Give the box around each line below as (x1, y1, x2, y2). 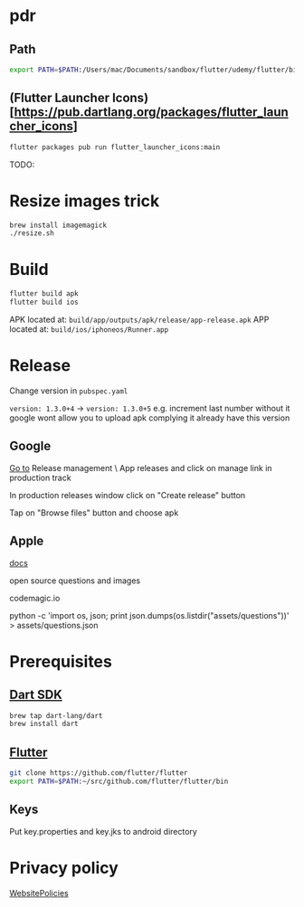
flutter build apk (9, 289, 79, 298)
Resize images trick (9, 191, 160, 211)
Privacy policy (9, 857, 119, 878)
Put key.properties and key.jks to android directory (9, 826, 197, 836)
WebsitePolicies (9, 887, 70, 898)
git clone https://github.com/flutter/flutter (9, 769, 188, 778)
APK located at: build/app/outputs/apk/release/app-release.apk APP (9, 314, 270, 325)
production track (9, 472, 71, 483)
